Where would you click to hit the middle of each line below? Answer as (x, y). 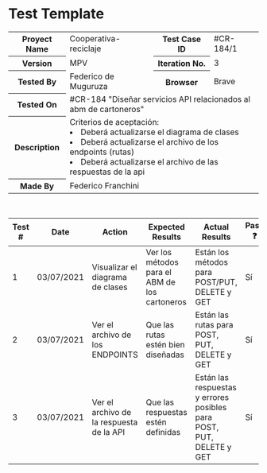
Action (115, 232)
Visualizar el (114, 267)
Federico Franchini (104, 185)
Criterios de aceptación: (114, 122)
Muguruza (89, 87)
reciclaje (85, 48)
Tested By (37, 82)
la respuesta (115, 422)
